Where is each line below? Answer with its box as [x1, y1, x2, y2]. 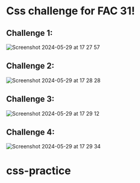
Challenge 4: [6, 127, 55, 138]
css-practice [6, 164, 71, 177]
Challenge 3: [6, 94, 55, 104]
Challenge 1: [6, 28, 53, 38]
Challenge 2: [6, 61, 55, 71]
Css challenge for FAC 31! [6, 4, 135, 18]
